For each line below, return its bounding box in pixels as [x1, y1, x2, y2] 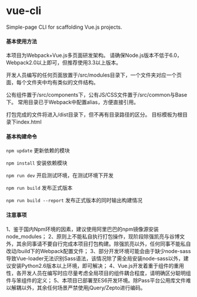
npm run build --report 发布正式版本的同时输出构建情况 [6, 197, 142, 204]
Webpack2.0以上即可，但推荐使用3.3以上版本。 [6, 59, 121, 66]
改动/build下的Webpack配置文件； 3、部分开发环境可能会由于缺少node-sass [6, 247, 191, 254]
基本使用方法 [6, 37, 37, 45]
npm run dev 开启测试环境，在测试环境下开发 [6, 172, 114, 179]
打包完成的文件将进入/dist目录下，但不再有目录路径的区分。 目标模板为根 [6, 111, 183, 118]
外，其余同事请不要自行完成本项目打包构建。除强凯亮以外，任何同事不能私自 [6, 240, 191, 247]
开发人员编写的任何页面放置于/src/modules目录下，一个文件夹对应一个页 [6, 71, 182, 78]
